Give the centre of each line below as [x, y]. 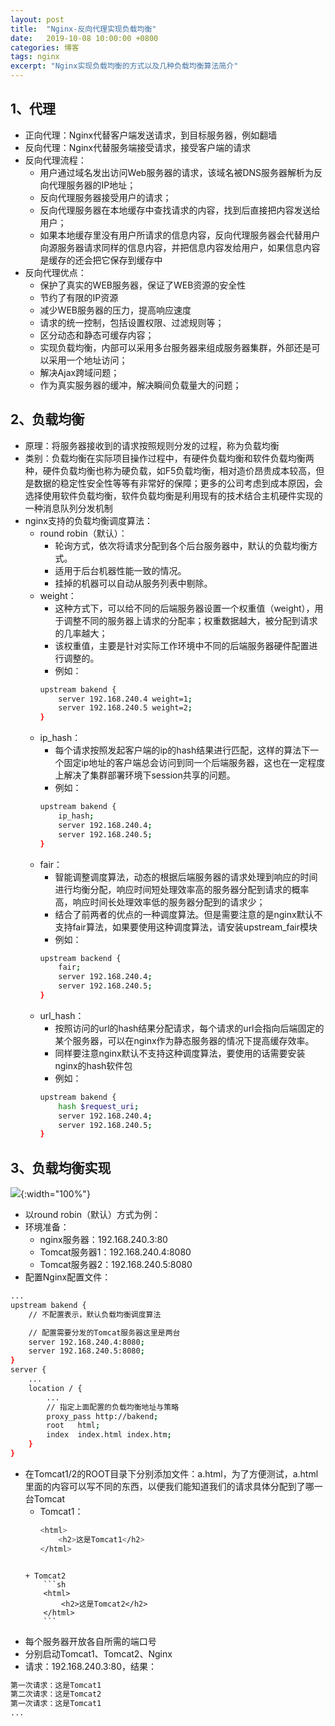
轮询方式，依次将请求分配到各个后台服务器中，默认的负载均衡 [182, 545]
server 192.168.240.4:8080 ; [86, 1342]
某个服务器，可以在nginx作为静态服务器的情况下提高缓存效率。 [184, 1040]
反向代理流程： [55, 160]
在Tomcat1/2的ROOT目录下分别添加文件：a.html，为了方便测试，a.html [171, 1473]
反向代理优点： [55, 272]
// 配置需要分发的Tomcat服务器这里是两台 [104, 1332]
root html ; [73, 1426]
